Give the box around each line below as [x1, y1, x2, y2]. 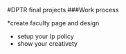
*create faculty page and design [7, 19, 100, 27]
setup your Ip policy [17, 32, 74, 40]
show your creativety [17, 40, 78, 47]
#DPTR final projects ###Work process [7, 6, 119, 14]
